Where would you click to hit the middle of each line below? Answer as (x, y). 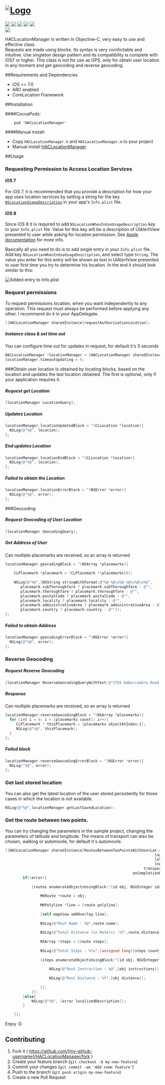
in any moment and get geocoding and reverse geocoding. (64, 65)
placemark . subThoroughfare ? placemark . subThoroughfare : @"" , (86, 587)
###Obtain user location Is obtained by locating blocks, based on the (75, 369)
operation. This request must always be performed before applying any (77, 308)
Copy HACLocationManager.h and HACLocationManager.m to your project (82, 141)
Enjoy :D (14, 1024)
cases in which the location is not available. (49, 799)
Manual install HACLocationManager (49, 146)
